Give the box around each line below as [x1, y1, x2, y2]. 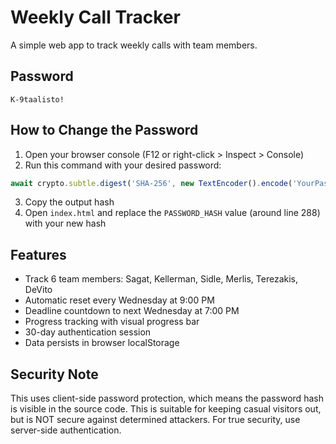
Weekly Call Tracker [10, 6, 181, 29]
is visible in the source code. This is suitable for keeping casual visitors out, [10, 403, 322, 415]
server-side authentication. [10, 424, 122, 436]
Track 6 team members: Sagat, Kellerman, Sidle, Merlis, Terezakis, [24, 273, 299, 285]
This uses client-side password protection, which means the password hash [10, 392, 324, 405]
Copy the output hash [24, 196, 115, 208]
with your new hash [24, 217, 107, 230]
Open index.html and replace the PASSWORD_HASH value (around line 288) [24, 207, 321, 219]
